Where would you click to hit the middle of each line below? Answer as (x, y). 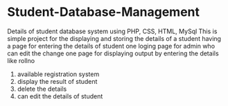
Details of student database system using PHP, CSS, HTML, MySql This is (112, 31)
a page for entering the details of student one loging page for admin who (111, 46)
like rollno (21, 60)
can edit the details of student (60, 96)
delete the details (42, 89)
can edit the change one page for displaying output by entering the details (113, 53)
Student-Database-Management (103, 12)
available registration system (58, 74)
